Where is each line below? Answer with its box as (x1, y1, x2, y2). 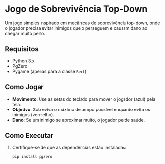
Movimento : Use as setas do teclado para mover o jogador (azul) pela (12, 96, 156, 102)
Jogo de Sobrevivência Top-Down (5, 3, 148, 15)
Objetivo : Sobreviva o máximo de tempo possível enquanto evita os (12, 107, 151, 112)
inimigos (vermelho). (12, 111, 54, 117)
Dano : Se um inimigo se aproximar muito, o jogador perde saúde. (12, 117, 145, 123)
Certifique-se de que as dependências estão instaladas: (12, 145, 127, 151)
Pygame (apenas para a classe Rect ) (12, 68, 87, 74)
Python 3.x (12, 58, 35, 64)
